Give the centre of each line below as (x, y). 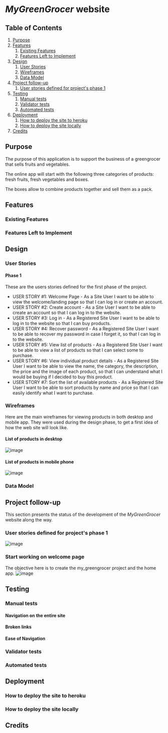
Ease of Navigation (25, 638)
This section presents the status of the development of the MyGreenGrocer (83, 514)
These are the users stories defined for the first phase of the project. (76, 287)
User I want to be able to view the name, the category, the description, (85, 366)
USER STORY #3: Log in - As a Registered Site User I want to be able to (86, 318)
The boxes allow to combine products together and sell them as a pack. (79, 189)
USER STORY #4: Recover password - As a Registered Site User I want (86, 328)
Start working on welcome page (45, 557)
